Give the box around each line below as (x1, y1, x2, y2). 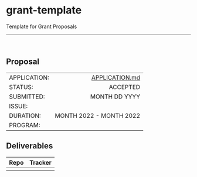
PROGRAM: (9, 121, 40, 129)
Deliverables (6, 141, 53, 151)
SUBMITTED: (9, 92, 45, 100)
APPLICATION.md (91, 73, 141, 81)
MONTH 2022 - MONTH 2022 (55, 111, 141, 120)
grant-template (6, 4, 82, 17)
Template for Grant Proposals (6, 23, 77, 30)
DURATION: (9, 111, 41, 120)
